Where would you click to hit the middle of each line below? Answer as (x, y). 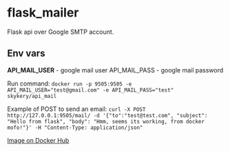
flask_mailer (43, 13)
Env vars (26, 53)
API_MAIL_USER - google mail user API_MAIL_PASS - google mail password (115, 70)
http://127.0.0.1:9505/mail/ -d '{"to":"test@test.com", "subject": (107, 115)
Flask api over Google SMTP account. (61, 32)
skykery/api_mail (32, 96)
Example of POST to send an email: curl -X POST (76, 109)
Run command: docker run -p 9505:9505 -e (70, 83)
